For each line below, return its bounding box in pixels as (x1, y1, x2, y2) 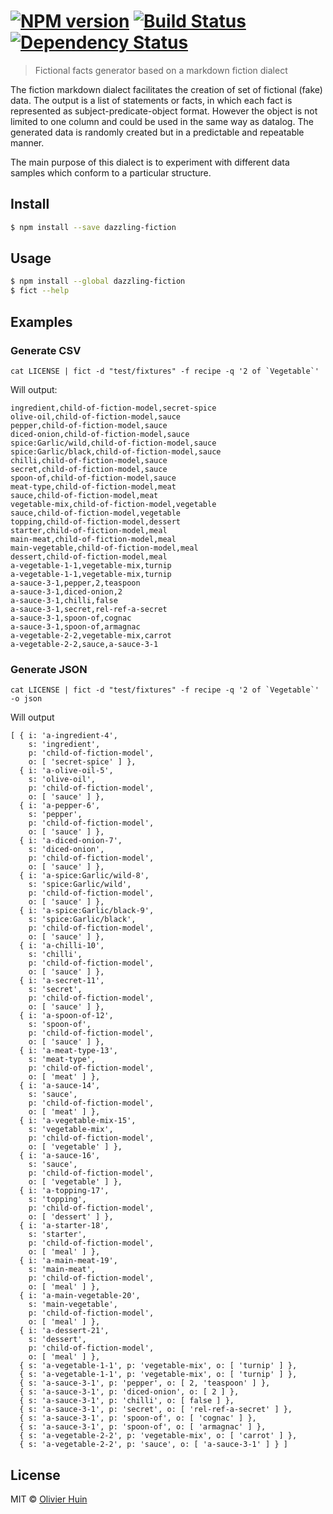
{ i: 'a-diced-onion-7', (19, 836, 123, 846)
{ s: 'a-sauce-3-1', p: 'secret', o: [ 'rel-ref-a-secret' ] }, (19, 1405, 293, 1415)
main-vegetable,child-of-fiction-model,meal (10, 543, 199, 553)
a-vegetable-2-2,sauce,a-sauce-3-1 (10, 639, 159, 649)
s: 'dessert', (28, 1335, 87, 1345)
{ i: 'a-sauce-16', (19, 1151, 101, 1161)
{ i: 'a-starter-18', (19, 1221, 110, 1231)
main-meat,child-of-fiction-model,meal (10, 534, 177, 544)
